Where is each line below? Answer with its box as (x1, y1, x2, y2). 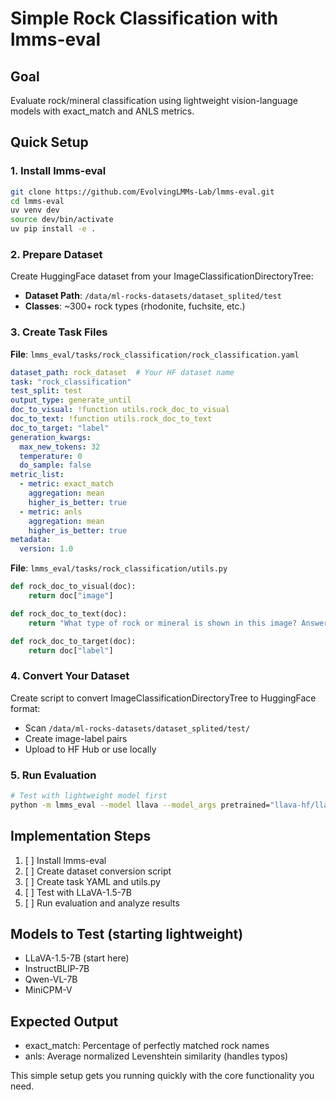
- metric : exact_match (19, 479, 114, 489)
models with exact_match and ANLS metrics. (10, 105, 195, 117)
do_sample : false (19, 460, 92, 471)
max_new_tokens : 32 (19, 442, 101, 452)
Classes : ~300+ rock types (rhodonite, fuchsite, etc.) (24, 300, 246, 312)
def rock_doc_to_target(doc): (10, 636, 137, 646)
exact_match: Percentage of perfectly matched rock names (24, 1040, 270, 1052)
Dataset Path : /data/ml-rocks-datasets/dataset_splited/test (24, 290, 282, 302)
